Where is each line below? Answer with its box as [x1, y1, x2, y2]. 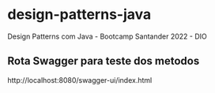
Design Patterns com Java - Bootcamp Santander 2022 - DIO [7, 32, 207, 41]
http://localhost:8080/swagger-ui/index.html [7, 75, 153, 84]
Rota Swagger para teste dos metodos [7, 54, 200, 68]
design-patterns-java [7, 6, 152, 24]
